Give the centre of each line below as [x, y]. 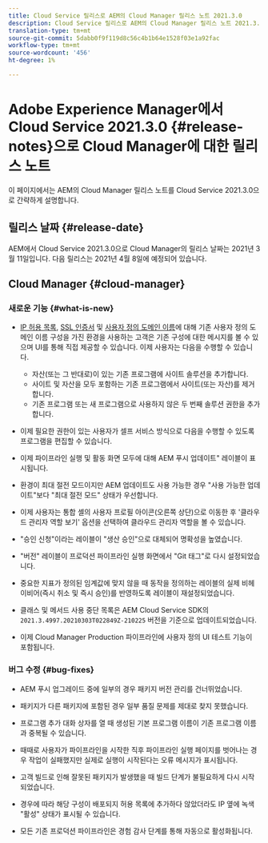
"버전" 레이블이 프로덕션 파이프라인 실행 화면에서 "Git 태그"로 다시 [123, 556]
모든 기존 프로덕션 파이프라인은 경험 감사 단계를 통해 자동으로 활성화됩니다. [136, 831]
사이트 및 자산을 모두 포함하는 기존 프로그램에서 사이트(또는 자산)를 [136, 384]
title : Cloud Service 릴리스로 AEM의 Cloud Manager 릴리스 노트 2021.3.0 [125, 16]
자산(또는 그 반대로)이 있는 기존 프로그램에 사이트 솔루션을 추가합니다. [140, 374]
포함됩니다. [37, 647]
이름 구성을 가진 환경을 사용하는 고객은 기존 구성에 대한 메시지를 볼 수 [142, 338]
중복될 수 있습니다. [57, 733]
